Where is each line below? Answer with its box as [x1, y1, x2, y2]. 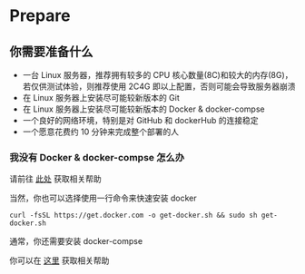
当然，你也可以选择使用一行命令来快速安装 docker [9, 192, 197, 204]
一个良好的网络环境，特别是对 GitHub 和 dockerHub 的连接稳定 [22, 115, 259, 125]
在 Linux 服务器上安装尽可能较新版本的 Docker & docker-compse [22, 103, 265, 114]
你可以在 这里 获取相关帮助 [9, 255, 110, 266]
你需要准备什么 [9, 44, 93, 59]
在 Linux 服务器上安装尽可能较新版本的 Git [22, 93, 180, 103]
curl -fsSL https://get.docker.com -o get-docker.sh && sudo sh [9, 210, 258, 220]
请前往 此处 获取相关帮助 [9, 173, 102, 184]
